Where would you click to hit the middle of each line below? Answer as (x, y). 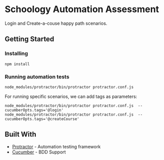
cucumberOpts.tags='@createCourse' (42, 119)
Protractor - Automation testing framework (56, 146)
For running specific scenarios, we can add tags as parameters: (71, 96)
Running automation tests (37, 77)
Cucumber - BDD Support (39, 152)
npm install (17, 64)
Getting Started (30, 39)
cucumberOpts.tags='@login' (34, 110)
